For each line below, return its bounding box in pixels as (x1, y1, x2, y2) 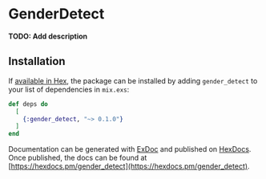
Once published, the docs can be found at (8, 153, 147, 163)
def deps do (8, 100, 48, 108)
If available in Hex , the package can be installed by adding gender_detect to (8, 75, 258, 85)
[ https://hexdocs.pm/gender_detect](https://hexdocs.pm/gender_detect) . (8, 161, 250, 171)
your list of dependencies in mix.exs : (8, 84, 130, 94)
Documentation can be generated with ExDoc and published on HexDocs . (8, 144, 252, 154)
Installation (8, 55, 66, 68)
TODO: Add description (8, 31, 88, 41)
